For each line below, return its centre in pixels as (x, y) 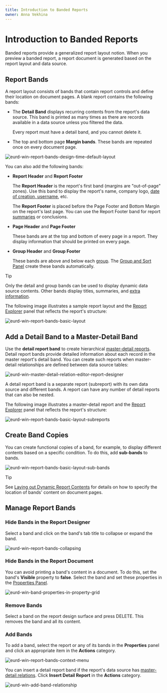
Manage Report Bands (40, 508)
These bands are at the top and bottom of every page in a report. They (85, 236)
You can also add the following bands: (44, 167)
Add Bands (19, 634)
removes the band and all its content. (43, 621)
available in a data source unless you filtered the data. (68, 123)
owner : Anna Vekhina (27, 15)
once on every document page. (45, 147)
